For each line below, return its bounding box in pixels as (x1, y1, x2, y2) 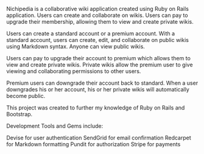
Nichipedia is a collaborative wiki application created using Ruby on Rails (6, 5, 189, 12)
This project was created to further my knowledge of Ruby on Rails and (6, 104, 185, 111)
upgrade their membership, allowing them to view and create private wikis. (6, 18, 194, 25)
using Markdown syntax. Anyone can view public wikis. (6, 43, 145, 50)
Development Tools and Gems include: (6, 122, 104, 130)
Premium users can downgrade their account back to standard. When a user (6, 79, 199, 86)
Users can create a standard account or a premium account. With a (6, 30, 175, 37)
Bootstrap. (6, 111, 33, 117)
